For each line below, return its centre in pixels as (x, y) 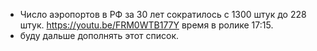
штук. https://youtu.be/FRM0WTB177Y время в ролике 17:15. (146, 25)
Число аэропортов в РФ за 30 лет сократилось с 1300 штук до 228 (163, 14)
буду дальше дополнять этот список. (99, 35)
